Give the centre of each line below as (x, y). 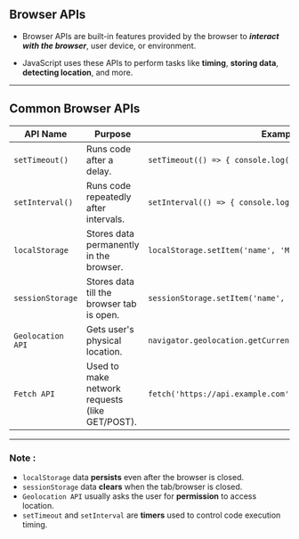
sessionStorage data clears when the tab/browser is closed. (132, 486)
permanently (113, 244)
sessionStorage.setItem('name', (216, 298)
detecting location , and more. (77, 72)
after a (100, 159)
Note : (23, 458)
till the (99, 292)
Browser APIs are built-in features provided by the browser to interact (150, 36)
